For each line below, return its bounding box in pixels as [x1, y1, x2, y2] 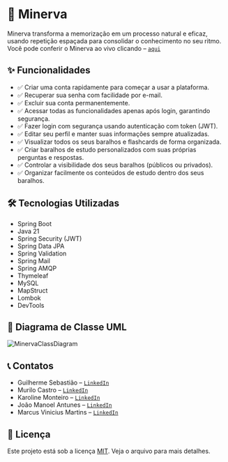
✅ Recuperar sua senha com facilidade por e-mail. [17, 91, 162, 99]
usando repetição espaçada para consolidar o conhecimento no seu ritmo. [7, 36, 222, 45]
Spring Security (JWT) [17, 234, 82, 243]
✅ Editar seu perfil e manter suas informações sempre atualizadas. [17, 129, 210, 138]
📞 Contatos [7, 359, 54, 372]
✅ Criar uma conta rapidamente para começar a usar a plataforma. [17, 83, 210, 91]
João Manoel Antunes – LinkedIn [17, 401, 112, 409]
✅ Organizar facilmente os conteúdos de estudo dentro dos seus [17, 168, 204, 177]
